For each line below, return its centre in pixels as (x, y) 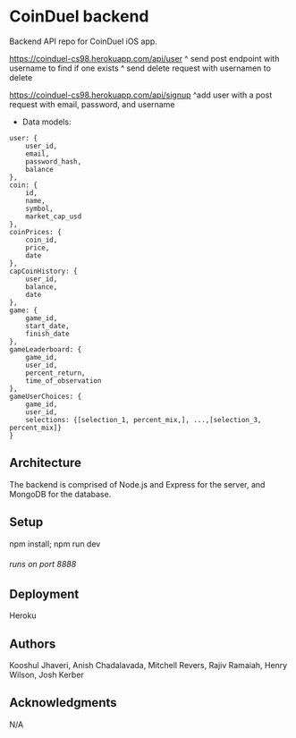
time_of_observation (63, 381)
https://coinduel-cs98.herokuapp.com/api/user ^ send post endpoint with (144, 58)
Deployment (44, 594)
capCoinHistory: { (43, 271)
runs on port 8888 (43, 564)
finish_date (47, 334)
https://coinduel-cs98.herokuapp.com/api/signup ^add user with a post (141, 95)
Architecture (46, 463)
